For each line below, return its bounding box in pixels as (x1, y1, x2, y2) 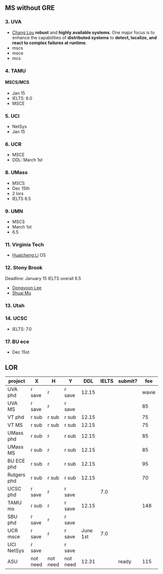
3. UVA (5, 18, 22, 25)
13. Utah (5, 302, 25, 309)
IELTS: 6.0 (12, 95, 33, 101)
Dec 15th (12, 185, 30, 191)
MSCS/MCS (5, 80, 30, 85)
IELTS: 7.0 (12, 326, 32, 332)
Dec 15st (12, 349, 30, 355)
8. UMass (5, 169, 28, 176)
